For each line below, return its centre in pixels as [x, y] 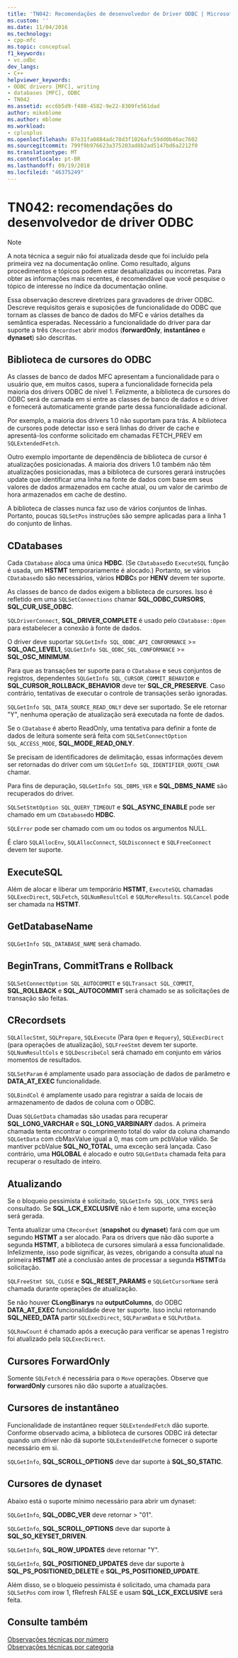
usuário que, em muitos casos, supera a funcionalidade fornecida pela [110, 385]
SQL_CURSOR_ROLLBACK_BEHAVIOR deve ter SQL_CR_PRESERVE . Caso [116, 686]
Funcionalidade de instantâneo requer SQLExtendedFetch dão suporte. [108, 1425]
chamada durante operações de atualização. [73, 1289]
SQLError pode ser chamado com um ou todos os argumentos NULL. [107, 829]
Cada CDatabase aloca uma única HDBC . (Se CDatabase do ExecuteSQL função [118, 563]
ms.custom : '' [28, 21]
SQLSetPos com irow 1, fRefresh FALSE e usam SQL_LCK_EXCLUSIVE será [115, 1592]
